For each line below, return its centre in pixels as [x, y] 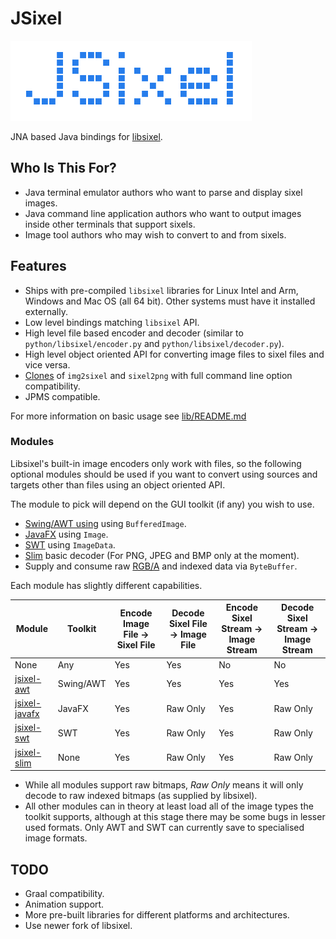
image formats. [56, 838]
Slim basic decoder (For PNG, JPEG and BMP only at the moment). [162, 555]
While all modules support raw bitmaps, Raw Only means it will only [164, 785]
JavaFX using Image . [66, 534]
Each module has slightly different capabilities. [106, 585]
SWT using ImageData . [70, 544]
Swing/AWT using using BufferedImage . [105, 523]
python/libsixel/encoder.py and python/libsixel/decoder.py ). [154, 343]
